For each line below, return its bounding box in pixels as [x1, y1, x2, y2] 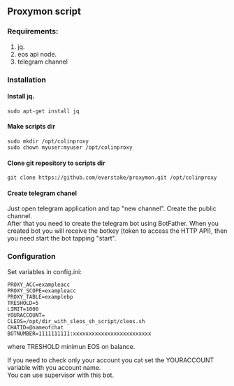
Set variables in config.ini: [7, 267, 82, 276]
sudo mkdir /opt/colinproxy [7, 138, 89, 145]
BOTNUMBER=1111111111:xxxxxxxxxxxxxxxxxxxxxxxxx [7, 330, 152, 337]
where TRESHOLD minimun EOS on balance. [7, 342, 136, 350]
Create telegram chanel [7, 189, 77, 197]
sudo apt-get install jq [7, 108, 80, 115]
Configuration [7, 252, 56, 262]
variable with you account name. [7, 363, 101, 371]
